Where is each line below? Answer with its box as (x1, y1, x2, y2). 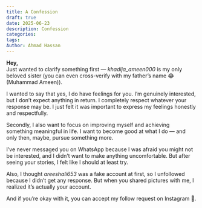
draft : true (6, 15, 36, 21)
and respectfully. (6, 109, 48, 117)
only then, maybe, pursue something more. (6, 134, 114, 141)
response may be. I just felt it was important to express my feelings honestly (6, 103, 197, 110)
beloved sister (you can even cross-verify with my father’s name (6, 72, 167, 79)
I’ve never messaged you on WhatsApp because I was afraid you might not (6, 146, 194, 153)
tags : (6, 37, 20, 43)
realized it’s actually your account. (6, 183, 92, 190)
